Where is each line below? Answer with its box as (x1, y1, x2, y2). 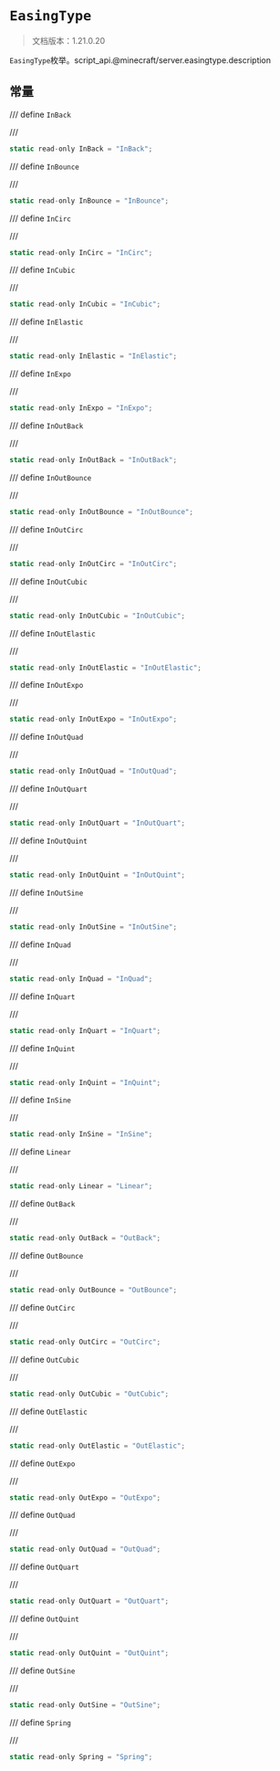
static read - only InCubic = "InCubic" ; (9, 300, 161, 309)
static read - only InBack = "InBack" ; (9, 144, 153, 153)
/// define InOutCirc (9, 523, 84, 534)
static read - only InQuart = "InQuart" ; (9, 1026, 161, 1035)
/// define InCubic (9, 264, 76, 276)
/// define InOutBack (9, 420, 84, 431)
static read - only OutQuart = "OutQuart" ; (9, 1597, 170, 1606)
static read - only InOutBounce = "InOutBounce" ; (9, 507, 194, 516)
